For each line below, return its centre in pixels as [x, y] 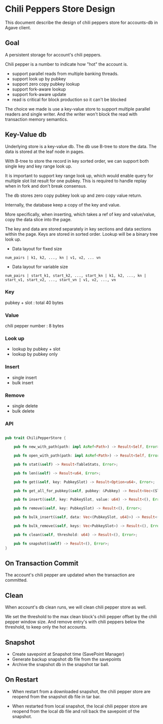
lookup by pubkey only [35, 354]
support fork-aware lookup [39, 89]
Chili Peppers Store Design [60, 9]
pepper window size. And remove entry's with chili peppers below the [75, 622]
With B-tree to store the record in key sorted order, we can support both [77, 161]
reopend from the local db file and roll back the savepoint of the [76, 711]
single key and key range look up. [39, 166]
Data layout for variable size [40, 267]
